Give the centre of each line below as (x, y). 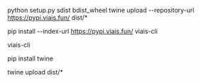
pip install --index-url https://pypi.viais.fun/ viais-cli (83, 31)
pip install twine (30, 58)
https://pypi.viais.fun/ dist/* (48, 18)
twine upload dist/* (36, 72)
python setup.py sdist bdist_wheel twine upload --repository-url (101, 10)
